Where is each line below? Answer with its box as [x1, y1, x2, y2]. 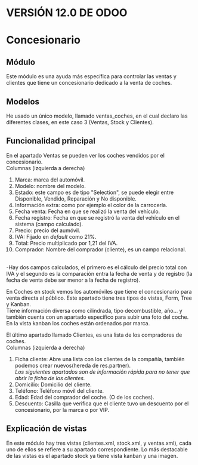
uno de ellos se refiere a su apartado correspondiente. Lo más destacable [6, 445, 188, 453]
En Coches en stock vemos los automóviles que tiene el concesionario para [6, 288, 192, 295]
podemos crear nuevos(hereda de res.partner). [14, 362, 131, 369]
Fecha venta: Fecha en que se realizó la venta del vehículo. [14, 208, 160, 215]
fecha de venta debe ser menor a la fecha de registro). [6, 276, 140, 284]
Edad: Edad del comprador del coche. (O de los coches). [14, 393, 154, 401]
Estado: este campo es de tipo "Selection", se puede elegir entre [14, 189, 174, 196]
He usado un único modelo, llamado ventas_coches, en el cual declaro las [6, 112, 188, 119]
